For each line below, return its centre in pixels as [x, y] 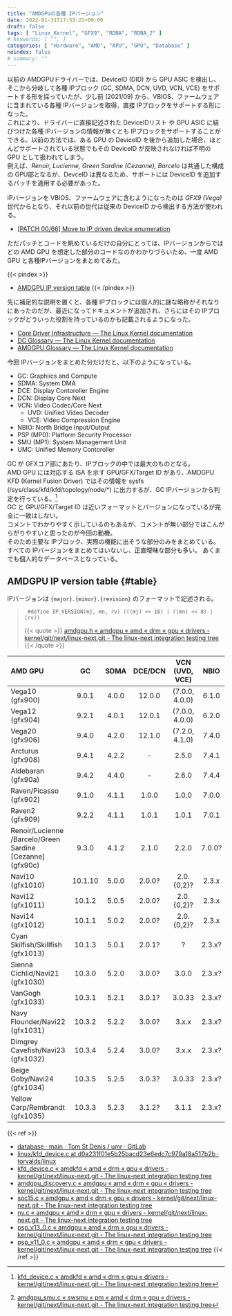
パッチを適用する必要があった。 [58, 183]
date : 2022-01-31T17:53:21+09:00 [55, 20]
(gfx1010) [28, 885]
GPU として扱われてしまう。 [47, 157]
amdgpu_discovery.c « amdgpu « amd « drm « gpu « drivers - [105, 1183]
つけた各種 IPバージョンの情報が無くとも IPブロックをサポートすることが [117, 131]
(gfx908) [26, 760]
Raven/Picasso [35, 791]
